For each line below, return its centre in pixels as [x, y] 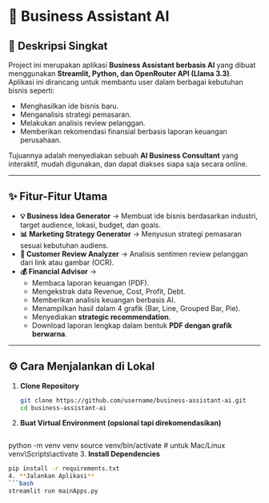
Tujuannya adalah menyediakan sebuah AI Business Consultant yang [123, 156]
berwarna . [50, 333]
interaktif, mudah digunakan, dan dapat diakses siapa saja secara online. [128, 164]
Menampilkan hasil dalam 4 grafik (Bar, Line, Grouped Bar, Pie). [136, 308]
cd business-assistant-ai [63, 408]
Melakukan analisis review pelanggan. [82, 123]
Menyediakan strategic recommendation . [101, 317]
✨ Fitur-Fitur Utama [58, 196]
